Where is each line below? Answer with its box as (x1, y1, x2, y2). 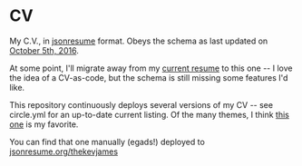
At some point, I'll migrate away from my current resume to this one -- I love (9, 63, 293, 73)
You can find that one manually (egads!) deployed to (9, 136, 206, 147)
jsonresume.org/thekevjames (9, 146, 119, 157)
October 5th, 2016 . (9, 44, 79, 55)
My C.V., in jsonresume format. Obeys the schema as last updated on (9, 35, 268, 46)
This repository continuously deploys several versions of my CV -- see (9, 99, 274, 110)
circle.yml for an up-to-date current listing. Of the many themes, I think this (9, 109, 290, 120)
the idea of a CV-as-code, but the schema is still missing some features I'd (9, 72, 288, 83)
